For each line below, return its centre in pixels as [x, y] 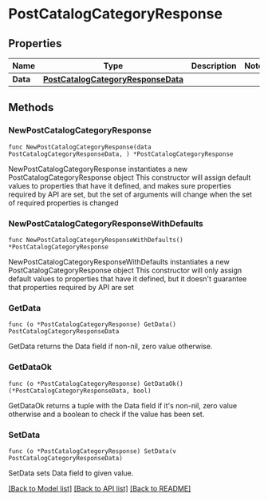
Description [214, 66]
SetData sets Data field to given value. [71, 473]
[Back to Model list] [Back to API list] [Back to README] [100, 488]
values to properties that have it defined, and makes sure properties [120, 185]
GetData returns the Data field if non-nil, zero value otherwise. [110, 346]
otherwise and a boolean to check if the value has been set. [106, 414]
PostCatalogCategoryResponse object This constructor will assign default [130, 177]
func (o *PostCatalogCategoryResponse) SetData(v [93, 451]
